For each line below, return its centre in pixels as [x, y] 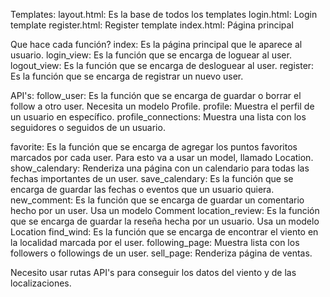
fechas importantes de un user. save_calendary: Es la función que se [152, 178]
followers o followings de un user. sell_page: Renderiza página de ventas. [161, 253]
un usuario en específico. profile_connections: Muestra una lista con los [158, 117]
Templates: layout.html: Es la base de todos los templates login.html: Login [164, 14]
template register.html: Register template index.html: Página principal [152, 25]
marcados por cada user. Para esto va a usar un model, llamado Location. [162, 157]
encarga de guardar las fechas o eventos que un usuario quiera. [142, 189]
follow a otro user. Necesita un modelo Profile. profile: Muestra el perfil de [162, 106]
